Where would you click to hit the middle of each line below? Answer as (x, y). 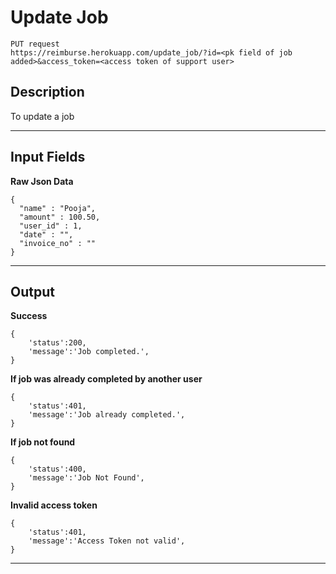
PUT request (35, 44)
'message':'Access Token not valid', (107, 541)
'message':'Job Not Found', (86, 478)
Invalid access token (54, 505)
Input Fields (48, 157)
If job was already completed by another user (106, 379)
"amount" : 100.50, (60, 217)
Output (32, 291)
